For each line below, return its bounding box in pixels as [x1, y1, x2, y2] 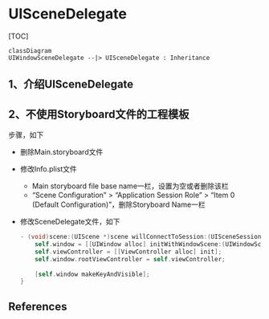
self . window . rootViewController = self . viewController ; [35, 255, 226, 263]
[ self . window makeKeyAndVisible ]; [35, 270, 150, 278]
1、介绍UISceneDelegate [8, 78, 134, 91]
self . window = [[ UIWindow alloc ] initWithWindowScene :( [35, 240, 226, 248]
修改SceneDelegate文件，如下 [19, 217, 120, 227]
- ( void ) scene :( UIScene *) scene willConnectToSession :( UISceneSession [19, 233, 262, 241]
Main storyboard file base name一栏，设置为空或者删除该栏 [31, 181, 229, 191]
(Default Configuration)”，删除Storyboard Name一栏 [31, 200, 206, 209]
